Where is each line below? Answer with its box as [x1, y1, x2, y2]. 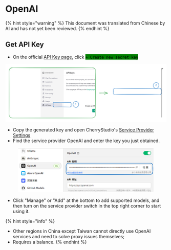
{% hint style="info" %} [5, 218, 55, 224]
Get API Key [5, 40, 45, 49]
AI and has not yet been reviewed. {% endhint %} [5, 25, 110, 31]
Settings [12, 132, 31, 139]
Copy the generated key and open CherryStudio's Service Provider [12, 127, 155, 133]
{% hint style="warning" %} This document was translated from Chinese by [5, 20, 165, 26]
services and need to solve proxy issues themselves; [12, 233, 124, 239]
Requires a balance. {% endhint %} [12, 239, 87, 245]
